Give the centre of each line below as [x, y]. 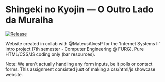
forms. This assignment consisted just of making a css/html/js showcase [80, 69]
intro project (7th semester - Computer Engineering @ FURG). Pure [75, 49]
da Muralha [29, 20]
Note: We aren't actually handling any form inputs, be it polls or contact [79, 64]
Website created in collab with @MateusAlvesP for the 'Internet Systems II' [83, 43]
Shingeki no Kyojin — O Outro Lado [80, 9]
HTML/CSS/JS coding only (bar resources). [50, 54]
